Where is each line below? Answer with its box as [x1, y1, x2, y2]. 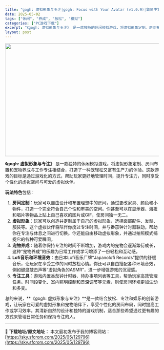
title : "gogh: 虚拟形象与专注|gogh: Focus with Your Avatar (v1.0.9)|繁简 [5, 7, 154, 12]
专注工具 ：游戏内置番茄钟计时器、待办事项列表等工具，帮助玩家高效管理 [12, 273, 158, 278]
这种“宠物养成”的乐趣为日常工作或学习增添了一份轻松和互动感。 [12, 249, 141, 254]
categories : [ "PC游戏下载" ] [5, 20, 60, 26]
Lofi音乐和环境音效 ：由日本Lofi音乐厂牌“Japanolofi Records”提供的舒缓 [12, 254, 156, 260]
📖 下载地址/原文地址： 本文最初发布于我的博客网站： [5, 329, 111, 334]
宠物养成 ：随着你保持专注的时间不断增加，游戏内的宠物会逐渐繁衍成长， [12, 242, 158, 248]
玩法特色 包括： [5, 190, 35, 195]
